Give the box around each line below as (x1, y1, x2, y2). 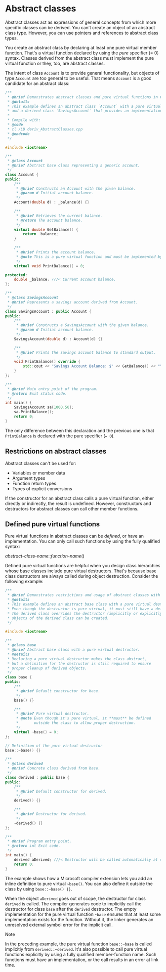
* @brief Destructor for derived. (16, 811, 87, 817)
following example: (5, 579, 43, 585)
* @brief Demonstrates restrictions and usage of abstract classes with (7, 592, 161, 598)
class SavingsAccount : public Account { (5, 309, 92, 314)
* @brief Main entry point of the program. (7, 386, 98, 391)
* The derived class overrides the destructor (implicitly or (7, 611, 138, 616)
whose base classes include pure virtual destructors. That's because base (5, 568, 157, 574)
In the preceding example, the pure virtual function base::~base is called (5, 941, 152, 947)
